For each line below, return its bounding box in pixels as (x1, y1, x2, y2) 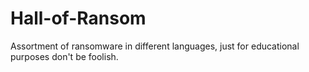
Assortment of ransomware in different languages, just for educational (10, 40, 300, 52)
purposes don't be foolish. (10, 50, 119, 62)
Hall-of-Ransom (10, 7, 147, 30)
